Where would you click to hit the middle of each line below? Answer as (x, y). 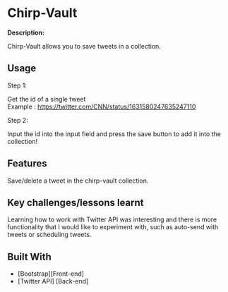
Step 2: (18, 120)
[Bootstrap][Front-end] (51, 274)
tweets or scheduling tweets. (49, 235)
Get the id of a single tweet (47, 99)
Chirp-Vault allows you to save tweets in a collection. (84, 46)
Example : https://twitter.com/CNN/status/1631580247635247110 (102, 107)
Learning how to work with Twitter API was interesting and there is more (112, 219)
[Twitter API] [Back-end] (53, 281)
